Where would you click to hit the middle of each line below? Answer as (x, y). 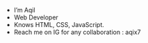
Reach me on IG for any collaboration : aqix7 (77, 32)
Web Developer (36, 17)
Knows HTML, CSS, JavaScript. (59, 25)
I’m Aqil (25, 10)
